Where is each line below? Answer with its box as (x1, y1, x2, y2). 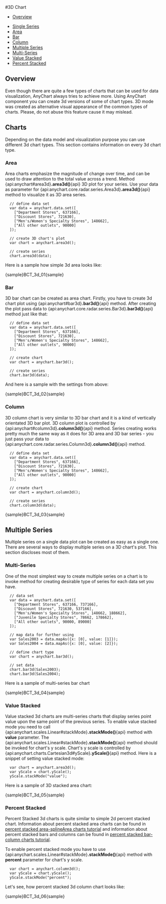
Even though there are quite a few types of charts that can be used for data (5, 88, 159, 94)
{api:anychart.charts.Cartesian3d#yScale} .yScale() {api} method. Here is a (5, 750, 157, 756)
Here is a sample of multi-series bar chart (5, 680, 90, 686)
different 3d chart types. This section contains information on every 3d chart (5, 141, 161, 148)
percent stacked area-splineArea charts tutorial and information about (5, 826, 148, 832)
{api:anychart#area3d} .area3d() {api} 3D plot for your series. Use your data (5, 181, 159, 187)
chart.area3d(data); (9, 253, 52, 258)
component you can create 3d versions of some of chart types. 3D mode (5, 98, 154, 104)
